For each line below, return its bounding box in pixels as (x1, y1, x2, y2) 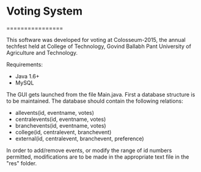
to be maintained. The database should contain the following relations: (6, 97, 183, 105)
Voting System (6, 4, 83, 18)
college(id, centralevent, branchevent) (15, 128, 112, 136)
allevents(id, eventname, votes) (15, 109, 95, 116)
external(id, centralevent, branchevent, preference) (15, 135, 145, 142)
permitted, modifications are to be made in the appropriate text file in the (6, 153, 189, 160)
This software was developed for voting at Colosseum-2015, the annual (6, 36, 186, 43)
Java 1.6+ (15, 72, 40, 80)
